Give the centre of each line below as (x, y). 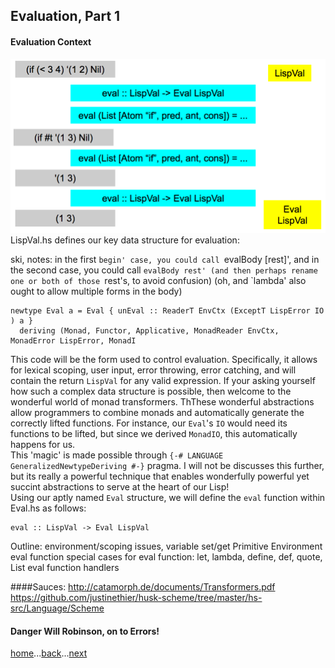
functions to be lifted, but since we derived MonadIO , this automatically (154, 434)
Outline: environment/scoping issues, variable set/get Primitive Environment (166, 546)
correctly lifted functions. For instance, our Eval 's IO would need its (149, 423)
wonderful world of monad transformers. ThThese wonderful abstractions (162, 402)
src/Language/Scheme (57, 608)
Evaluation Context (51, 41)
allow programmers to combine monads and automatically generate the (157, 413)
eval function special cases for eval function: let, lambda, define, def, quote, (166, 557)
